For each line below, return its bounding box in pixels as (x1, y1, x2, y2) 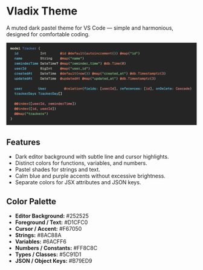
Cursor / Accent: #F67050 (14, 225, 82, 233)
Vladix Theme (6, 4, 77, 18)
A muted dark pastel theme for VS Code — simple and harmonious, (6, 24, 174, 31)
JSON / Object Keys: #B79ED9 (14, 257, 92, 265)
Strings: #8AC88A (14, 231, 62, 239)
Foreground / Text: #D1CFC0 (14, 219, 88, 226)
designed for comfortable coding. (6, 30, 90, 37)
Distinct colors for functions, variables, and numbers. (14, 159, 148, 167)
